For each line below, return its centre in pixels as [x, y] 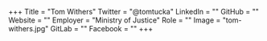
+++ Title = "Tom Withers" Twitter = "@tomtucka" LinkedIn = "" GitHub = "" [134, 12]
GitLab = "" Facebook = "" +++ [102, 29]
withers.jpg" [29, 29]
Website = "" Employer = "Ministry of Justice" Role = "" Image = [115, 20]
